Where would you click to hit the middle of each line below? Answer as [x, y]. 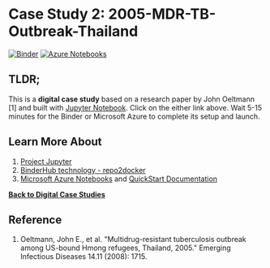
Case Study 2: [57, 14]
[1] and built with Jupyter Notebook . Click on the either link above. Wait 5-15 [135, 107]
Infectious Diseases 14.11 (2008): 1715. [84, 257]
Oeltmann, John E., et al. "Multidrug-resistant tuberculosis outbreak [133, 240]
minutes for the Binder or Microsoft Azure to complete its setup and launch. [135, 116]
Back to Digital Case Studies [57, 194]
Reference [35, 220]
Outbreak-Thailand [73, 31]
